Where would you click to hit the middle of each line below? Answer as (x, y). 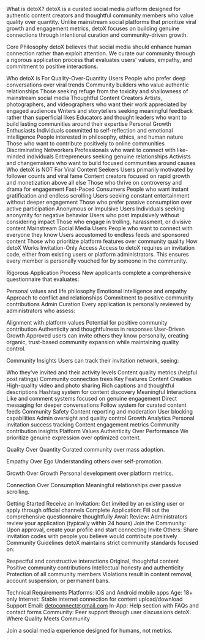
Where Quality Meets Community (48, 619)
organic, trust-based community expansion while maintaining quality (93, 342)
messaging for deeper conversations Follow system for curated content (96, 405)
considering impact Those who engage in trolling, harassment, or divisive (99, 222)
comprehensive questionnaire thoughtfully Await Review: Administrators (97, 517)
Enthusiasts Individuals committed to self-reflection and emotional (90, 130)
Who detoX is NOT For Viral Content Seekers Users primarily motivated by (100, 169)
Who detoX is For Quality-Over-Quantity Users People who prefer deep (96, 78)
